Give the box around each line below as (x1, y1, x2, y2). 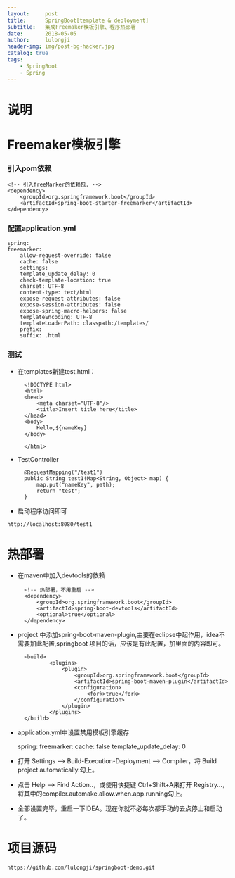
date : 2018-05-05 (7, 30, 77, 37)
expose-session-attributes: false (20, 301, 121, 308)
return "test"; (36, 487, 81, 494)
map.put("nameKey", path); (36, 481, 116, 488)
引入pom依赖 (7, 163, 52, 173)
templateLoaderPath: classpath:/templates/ (20, 320, 149, 327)
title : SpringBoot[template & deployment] (7, 17, 149, 24)
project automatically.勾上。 (17, 765, 99, 774)
